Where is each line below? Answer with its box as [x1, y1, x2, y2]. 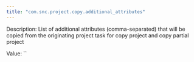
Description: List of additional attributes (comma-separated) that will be [6, 25, 185, 33]
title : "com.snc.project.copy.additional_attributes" [6, 8, 146, 15]
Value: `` [6, 49, 27, 57]
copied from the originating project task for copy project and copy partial [6, 31, 189, 39]
